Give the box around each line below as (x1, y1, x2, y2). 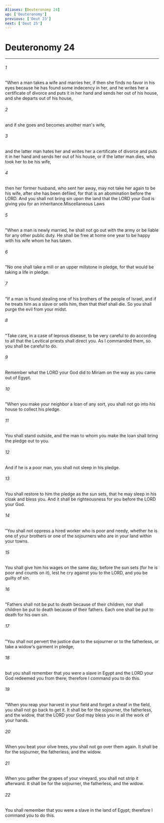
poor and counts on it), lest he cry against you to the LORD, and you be (5, 570, 148, 576)
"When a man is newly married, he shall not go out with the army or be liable (5, 227, 159, 233)
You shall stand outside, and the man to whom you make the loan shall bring (5, 433, 158, 439)
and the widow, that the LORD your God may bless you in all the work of (5, 712, 150, 718)
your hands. (5, 717, 29, 723)
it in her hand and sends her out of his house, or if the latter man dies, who (5, 153, 155, 159)
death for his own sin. (5, 612, 49, 618)
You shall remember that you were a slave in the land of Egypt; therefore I (5, 807, 153, 813)
